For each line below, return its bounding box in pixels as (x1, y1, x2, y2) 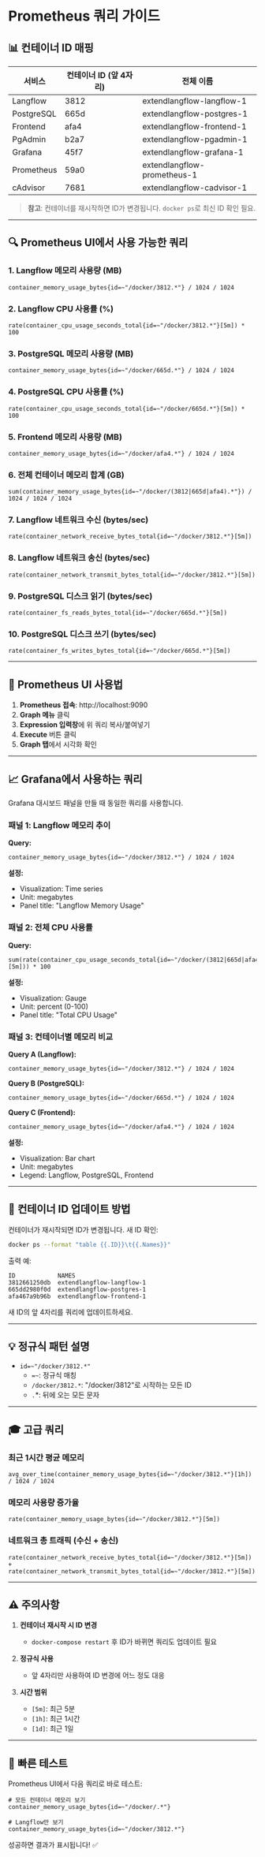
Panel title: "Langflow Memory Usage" (19, 901, 144, 911)
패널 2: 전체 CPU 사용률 (8, 922, 93, 933)
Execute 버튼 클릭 (19, 730, 77, 740)
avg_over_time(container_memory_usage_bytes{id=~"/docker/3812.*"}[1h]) (8, 1471, 252, 1479)
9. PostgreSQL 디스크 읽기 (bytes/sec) (8, 591, 153, 602)
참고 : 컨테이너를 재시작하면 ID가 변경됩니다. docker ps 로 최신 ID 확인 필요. (27, 203, 256, 213)
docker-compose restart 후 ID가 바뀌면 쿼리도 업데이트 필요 (31, 1637, 217, 1646)
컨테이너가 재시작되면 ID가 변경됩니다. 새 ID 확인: (8, 1225, 159, 1234)
